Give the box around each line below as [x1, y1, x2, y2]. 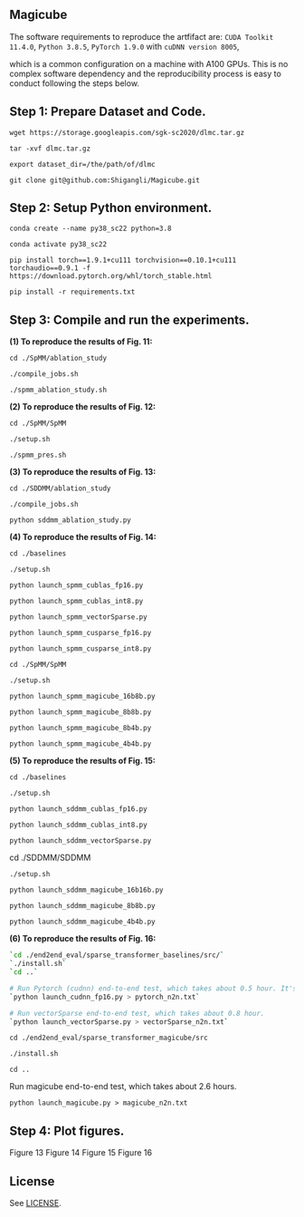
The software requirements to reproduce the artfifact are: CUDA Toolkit [9, 31, 274, 42]
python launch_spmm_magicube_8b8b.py [9, 708, 152, 717]
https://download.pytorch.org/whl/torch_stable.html [9, 272, 213, 281]
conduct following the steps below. [9, 77, 140, 89]
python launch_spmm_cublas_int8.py [9, 597, 144, 606]
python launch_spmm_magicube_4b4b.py [9, 739, 152, 749]
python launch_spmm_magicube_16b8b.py [9, 692, 156, 701]
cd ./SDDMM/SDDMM [9, 852, 91, 864]
